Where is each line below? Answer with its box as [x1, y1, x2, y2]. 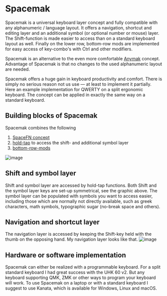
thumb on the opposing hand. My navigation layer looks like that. [5, 236, 138, 242]
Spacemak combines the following [5, 125, 76, 131]
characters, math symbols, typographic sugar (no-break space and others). [5, 203, 161, 209]
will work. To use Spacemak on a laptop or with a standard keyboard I [5, 280, 149, 286]
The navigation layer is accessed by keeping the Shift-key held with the [5, 231, 152, 237]
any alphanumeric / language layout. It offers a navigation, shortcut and [5, 24, 152, 30]
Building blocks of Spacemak [5, 112, 98, 120]
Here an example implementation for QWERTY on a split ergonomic [5, 86, 144, 92]
